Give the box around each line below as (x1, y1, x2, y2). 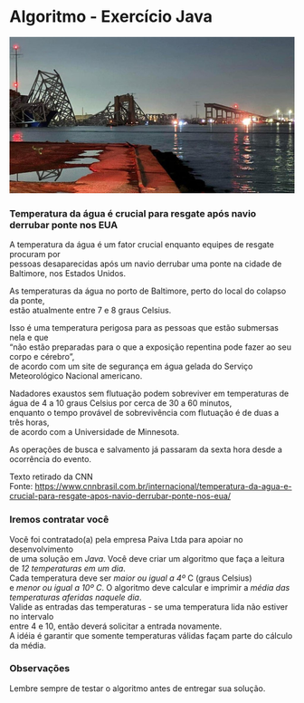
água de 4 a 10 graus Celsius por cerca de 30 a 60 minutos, (9, 398, 233, 409)
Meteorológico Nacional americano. (9, 371, 143, 381)
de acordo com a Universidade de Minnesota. (9, 427, 179, 438)
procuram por (9, 249, 61, 260)
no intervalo (9, 611, 54, 621)
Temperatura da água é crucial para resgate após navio (9, 207, 257, 219)
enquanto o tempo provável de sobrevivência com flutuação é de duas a (9, 408, 280, 419)
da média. (9, 640, 47, 650)
